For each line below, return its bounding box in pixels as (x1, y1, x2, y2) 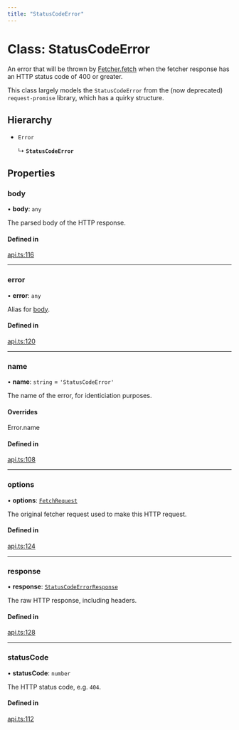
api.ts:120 (7, 337, 36, 345)
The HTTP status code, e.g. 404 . (7, 682, 102, 691)
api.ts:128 (7, 628, 36, 637)
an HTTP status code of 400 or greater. (7, 72, 123, 80)
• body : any (7, 205, 42, 213)
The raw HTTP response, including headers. (7, 596, 137, 605)
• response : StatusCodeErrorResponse (7, 582, 119, 591)
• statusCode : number (7, 669, 71, 677)
